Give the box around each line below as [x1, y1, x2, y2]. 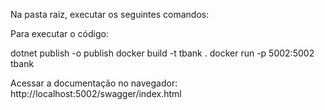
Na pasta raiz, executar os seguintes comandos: [10, 9, 210, 20]
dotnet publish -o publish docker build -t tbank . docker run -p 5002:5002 [10, 47, 315, 59]
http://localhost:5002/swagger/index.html [10, 88, 182, 99]
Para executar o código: [10, 28, 109, 39]
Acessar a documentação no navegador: [10, 77, 178, 89]
